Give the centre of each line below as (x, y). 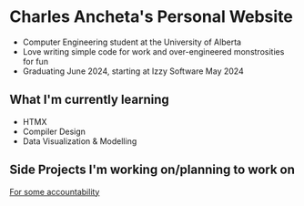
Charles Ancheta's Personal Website (152, 17)
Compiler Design (54, 131)
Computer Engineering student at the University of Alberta (132, 42)
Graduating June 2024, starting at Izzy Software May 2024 (133, 71)
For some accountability (55, 191)
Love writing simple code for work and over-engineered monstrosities (153, 51)
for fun (35, 61)
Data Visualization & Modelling (80, 141)
